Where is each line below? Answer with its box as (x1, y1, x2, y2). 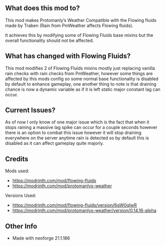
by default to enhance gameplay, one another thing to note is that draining (5, 81, 157, 87)
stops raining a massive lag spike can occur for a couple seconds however (5, 124, 158, 130)
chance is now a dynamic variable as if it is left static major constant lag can (5, 86, 161, 92)
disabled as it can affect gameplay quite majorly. (5, 140, 104, 146)
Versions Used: (5, 193, 36, 199)
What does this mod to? (5, 4, 80, 12)
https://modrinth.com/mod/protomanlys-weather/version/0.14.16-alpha (12, 208, 157, 214)
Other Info (5, 222, 37, 231)
